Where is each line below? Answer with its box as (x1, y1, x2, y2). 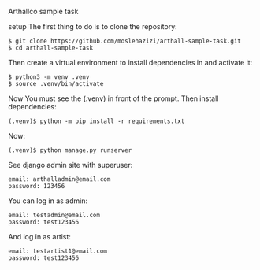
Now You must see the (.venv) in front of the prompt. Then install (8, 94, 219, 103)
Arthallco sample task (8, 7, 79, 16)
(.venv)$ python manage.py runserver (8, 146, 132, 154)
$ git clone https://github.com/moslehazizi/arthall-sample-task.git (8, 37, 242, 45)
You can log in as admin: (8, 196, 88, 205)
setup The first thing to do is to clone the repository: (8, 22, 177, 31)
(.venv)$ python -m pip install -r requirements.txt (8, 117, 185, 125)
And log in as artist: (8, 232, 71, 241)
